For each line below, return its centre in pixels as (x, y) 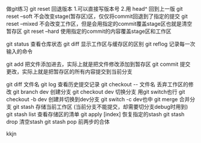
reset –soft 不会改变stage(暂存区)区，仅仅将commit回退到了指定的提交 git (97, 16)
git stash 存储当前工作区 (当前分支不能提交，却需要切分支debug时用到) (100, 107)
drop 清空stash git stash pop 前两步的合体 (58, 122)
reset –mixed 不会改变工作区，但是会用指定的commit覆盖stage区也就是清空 (99, 24)
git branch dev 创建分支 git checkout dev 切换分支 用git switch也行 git (99, 92)
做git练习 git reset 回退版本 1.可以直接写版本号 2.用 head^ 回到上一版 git (94, 9)
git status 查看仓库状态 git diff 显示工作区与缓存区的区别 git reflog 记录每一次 (101, 44)
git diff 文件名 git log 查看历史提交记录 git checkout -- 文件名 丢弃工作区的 (97, 84)
